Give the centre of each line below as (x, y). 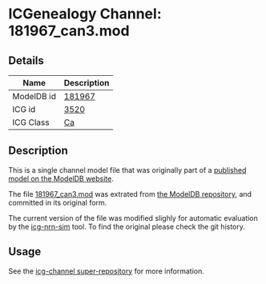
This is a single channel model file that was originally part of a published (127, 170)
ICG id (24, 109)
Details (26, 60)
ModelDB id (34, 96)
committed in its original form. (58, 202)
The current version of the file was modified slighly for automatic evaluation (133, 218)
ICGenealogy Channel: (85, 14)
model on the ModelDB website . (61, 178)
